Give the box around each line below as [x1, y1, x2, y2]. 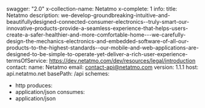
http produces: [15, 82, 53, 89]
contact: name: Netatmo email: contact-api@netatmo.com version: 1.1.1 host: [6, 63, 199, 71]
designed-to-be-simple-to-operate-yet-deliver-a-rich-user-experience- [6, 51, 188, 57]
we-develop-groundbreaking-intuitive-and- [61, 12, 170, 19]
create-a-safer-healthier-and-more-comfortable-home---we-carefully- [6, 31, 186, 38]
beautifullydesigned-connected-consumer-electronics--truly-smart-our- [6, 18, 190, 25]
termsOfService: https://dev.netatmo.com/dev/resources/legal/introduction [6, 57, 196, 64]
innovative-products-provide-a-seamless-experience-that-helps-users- [6, 24, 188, 32]
